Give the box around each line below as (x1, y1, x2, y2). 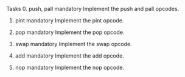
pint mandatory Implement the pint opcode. (15, 17, 124, 24)
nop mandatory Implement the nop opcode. (15, 64, 125, 71)
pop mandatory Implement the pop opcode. (15, 28, 125, 36)
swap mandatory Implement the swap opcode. (15, 41, 132, 47)
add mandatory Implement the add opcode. (15, 52, 125, 59)
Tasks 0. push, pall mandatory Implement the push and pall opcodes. (6, 5, 180, 12)
